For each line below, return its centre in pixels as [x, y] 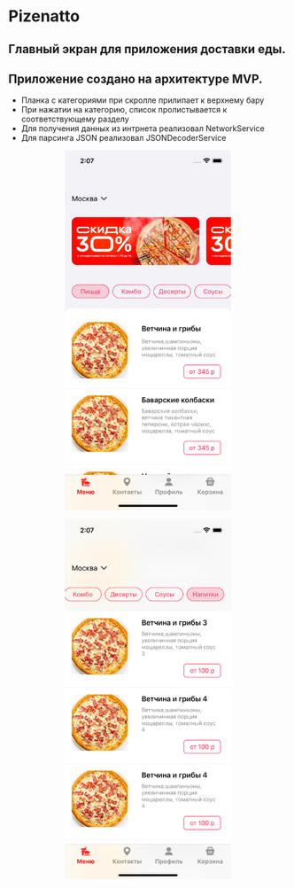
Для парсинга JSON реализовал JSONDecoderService [124, 138]
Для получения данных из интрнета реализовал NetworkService [143, 129]
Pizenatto [44, 16]
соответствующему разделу [75, 119]
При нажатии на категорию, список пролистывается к [124, 110]
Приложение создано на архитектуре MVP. [135, 78]
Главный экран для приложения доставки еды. [147, 49]
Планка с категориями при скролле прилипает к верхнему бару [143, 100]
